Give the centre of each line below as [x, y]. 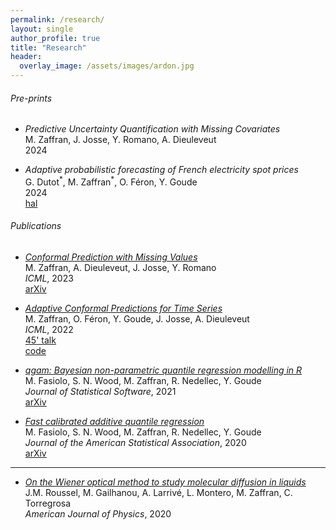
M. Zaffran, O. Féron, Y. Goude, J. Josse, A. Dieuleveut [137, 319]
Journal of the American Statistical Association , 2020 [135, 443]
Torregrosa [48, 503]
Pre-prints [31, 98]
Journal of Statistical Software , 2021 [100, 392]
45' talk [40, 340]
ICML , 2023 [49, 278]
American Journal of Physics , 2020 [98, 514]
